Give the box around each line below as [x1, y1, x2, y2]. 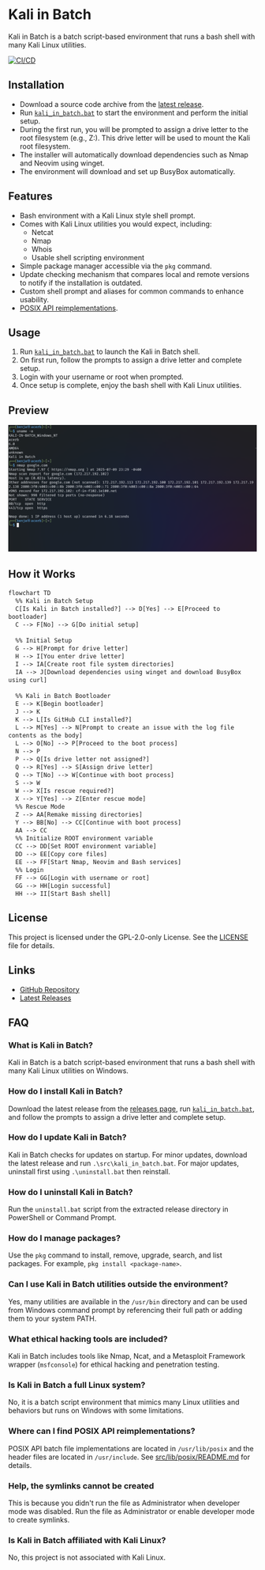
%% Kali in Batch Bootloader [15, 692, 111, 700]
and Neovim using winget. [19, 158, 105, 168]
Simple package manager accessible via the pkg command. [19, 261, 212, 271]
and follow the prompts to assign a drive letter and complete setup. [8, 1112, 226, 1121]
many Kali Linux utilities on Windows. [8, 1066, 129, 1075]
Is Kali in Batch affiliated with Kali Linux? [8, 1534, 166, 1545]
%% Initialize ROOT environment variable [15, 834, 154, 842]
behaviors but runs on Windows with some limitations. [8, 1406, 184, 1416]
